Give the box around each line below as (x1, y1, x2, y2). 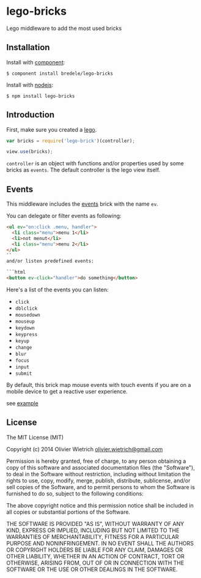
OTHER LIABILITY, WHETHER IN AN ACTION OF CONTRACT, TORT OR (6, 552, 185, 560)
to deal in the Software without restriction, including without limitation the (6, 470, 191, 478)
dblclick (15, 306, 38, 312)
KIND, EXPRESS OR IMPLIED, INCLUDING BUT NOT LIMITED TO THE (6, 527, 180, 534)
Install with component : (6, 58, 65, 66)
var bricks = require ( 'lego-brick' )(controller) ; (6, 138, 136, 144)
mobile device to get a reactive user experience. (6, 388, 128, 395)
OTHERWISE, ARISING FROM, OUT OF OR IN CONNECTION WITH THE (6, 559, 185, 566)
